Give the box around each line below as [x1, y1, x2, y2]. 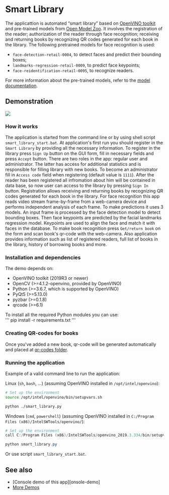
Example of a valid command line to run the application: [5, 370, 121, 377]
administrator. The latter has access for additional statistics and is [5, 161, 141, 167]
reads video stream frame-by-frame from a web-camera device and [5, 199, 146, 205]
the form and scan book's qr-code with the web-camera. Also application [5, 231, 157, 237]
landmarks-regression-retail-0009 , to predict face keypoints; [12, 62, 140, 68]
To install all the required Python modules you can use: [5, 312, 119, 318]
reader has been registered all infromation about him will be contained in [5, 177, 156, 183]
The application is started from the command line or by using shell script [5, 135, 155, 141]
